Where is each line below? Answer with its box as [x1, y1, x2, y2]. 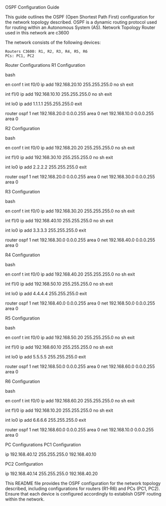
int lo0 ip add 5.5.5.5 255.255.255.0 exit [5, 354, 86, 359]
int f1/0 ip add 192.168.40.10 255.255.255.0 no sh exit [5, 218, 113, 223]
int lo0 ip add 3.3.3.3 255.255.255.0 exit [5, 227, 86, 233]
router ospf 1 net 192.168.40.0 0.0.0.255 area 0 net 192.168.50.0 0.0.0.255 [5, 300, 156, 306]
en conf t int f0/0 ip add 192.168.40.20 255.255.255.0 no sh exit [5, 271, 135, 277]
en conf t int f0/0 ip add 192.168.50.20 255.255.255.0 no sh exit [5, 335, 135, 340]
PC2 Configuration [5, 461, 43, 467]
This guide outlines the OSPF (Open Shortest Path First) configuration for [5, 14, 155, 19]
